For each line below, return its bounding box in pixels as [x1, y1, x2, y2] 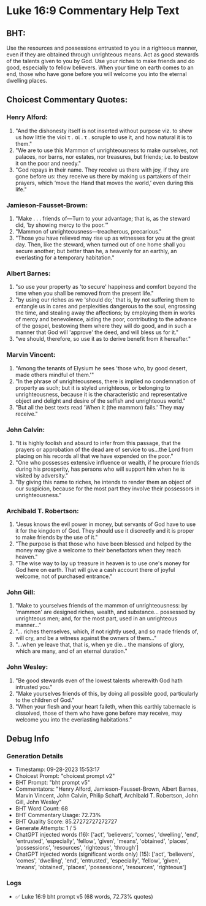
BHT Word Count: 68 [15, 805, 69, 812]
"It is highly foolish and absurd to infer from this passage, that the [15, 439, 181, 446]
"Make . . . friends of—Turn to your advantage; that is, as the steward [15, 215, 190, 222]
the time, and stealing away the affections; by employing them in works [15, 309, 196, 316]
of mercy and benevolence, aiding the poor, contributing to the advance [15, 316, 197, 323]
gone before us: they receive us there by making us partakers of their [15, 172, 191, 180]
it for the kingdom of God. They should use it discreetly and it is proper [15, 527, 194, 535]
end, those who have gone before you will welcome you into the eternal [6, 70, 187, 77]
